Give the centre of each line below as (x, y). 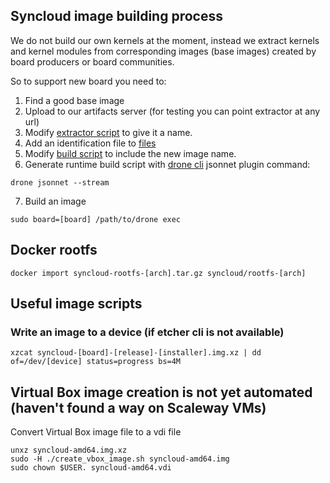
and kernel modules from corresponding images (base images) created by (163, 51)
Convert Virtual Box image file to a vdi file (96, 432)
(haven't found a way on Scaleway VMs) (138, 407)
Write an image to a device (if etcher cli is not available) (147, 332)
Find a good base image (74, 100)
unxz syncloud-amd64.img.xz (69, 450)
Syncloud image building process (116, 16)
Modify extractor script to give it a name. (108, 132)
